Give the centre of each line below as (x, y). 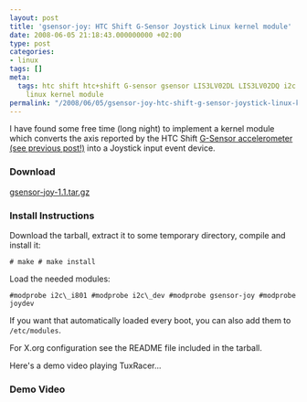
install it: (25, 245)
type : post (30, 43)
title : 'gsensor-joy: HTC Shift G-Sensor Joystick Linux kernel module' (151, 26)
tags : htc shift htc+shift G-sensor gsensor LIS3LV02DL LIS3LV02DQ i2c (157, 86)
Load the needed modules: (60, 279)
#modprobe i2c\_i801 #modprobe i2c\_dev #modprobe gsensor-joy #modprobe (153, 295)
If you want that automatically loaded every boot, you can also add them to (150, 320)
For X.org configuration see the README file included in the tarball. (136, 347)
